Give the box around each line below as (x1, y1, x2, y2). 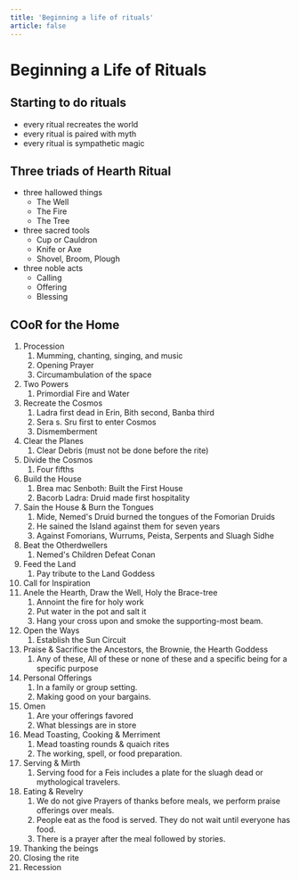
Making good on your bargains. (36, 692, 152, 703)
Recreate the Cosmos (22, 398, 103, 408)
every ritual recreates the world (22, 119, 139, 129)
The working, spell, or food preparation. (36, 748, 182, 759)
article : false (10, 21, 67, 30)
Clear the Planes (22, 436, 84, 447)
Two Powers (22, 379, 69, 390)
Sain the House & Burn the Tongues (22, 502, 154, 513)
